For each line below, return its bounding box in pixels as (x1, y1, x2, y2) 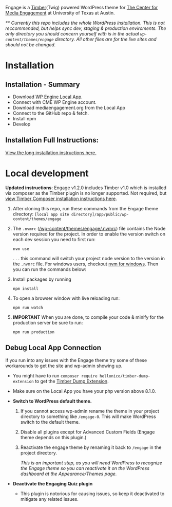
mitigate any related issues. (20, 496, 79, 502)
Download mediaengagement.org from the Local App (12, 105, 126, 111)
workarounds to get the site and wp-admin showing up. (5, 363, 123, 369)
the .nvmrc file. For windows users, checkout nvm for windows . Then (12, 261, 159, 267)
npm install (12, 286, 39, 291)
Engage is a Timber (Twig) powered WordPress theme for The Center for (5, 5, 158, 10)
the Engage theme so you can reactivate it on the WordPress (20, 465, 150, 471)
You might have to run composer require (12, 372, 98, 378)
